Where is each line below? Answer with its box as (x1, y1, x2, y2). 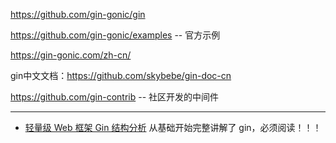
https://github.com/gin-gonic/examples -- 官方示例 (10, 29, 221, 41)
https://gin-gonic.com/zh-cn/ (10, 49, 132, 61)
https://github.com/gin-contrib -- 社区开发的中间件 (10, 91, 220, 103)
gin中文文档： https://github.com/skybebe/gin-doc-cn (10, 70, 232, 81)
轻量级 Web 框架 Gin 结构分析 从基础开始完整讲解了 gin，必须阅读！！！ (24, 122, 322, 133)
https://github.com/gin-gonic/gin (10, 9, 146, 20)
